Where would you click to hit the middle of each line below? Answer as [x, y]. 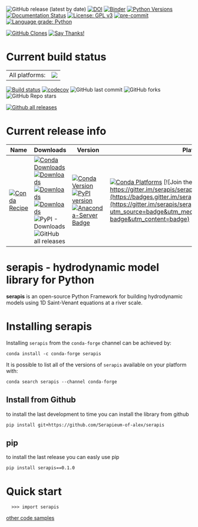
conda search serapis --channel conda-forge [62, 382]
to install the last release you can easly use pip [63, 457]
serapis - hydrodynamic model [83, 267]
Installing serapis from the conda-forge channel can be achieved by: [89, 343]
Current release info [56, 131]
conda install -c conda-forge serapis [54, 354]
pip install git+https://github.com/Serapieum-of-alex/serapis [85, 425]
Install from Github [41, 400]
